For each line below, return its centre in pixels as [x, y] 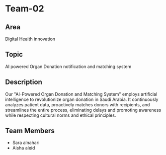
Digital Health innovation [30, 39]
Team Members [30, 131]
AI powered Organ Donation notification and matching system [68, 66]
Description [24, 82]
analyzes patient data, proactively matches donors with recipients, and [78, 104]
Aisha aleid [24, 148]
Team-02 [25, 9]
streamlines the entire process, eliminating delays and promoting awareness [83, 110]
